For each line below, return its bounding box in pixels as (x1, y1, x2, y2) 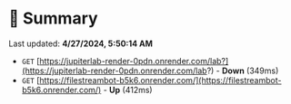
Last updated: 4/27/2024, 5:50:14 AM (8, 38, 154, 49)
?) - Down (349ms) (206, 65, 279, 76)
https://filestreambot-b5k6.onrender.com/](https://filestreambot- (39, 74, 282, 85)
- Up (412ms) (103, 84, 153, 95)
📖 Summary (8, 8, 98, 29)
